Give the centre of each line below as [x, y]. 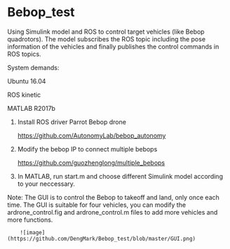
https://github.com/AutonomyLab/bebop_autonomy [92, 135]
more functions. [30, 220]
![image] [33, 232]
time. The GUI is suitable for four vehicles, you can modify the [97, 205]
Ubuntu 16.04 [27, 81]
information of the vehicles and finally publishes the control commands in [113, 46]
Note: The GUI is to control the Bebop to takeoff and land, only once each [113, 197]
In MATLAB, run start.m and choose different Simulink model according [120, 176]
